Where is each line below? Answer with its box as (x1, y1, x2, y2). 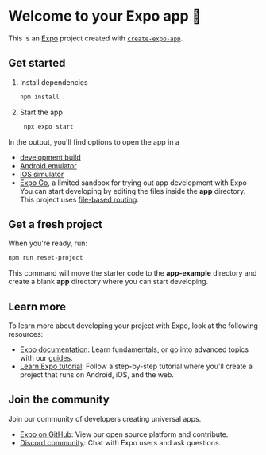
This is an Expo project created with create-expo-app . (8, 33, 183, 43)
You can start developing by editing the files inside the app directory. (19, 186, 246, 195)
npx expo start (23, 122, 74, 130)
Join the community (8, 393, 110, 407)
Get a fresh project (8, 218, 103, 231)
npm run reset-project (8, 254, 83, 262)
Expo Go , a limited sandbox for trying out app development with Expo (19, 178, 248, 187)
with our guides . (19, 353, 73, 362)
